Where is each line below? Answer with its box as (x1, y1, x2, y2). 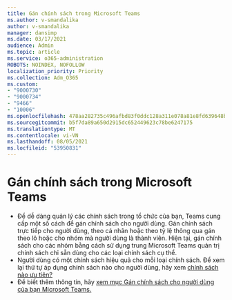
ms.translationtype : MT (7, 126, 76, 132)
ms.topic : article (7, 49, 60, 56)
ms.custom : (7, 81, 39, 88)
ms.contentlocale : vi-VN (7, 132, 79, 139)
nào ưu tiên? (17, 270, 53, 279)
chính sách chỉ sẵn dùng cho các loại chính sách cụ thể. (17, 248, 177, 257)
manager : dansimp (7, 29, 57, 37)
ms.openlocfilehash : (7, 112, 67, 119)
